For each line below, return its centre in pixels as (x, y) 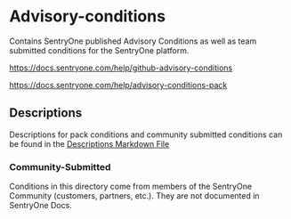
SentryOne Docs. (41, 206)
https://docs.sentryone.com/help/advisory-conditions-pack (118, 85)
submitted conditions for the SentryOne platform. (99, 50)
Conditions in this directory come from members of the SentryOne (130, 187)
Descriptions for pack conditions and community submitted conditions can (146, 134)
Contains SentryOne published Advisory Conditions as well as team (133, 41)
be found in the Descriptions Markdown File (89, 143)
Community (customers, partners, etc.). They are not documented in (134, 196)
